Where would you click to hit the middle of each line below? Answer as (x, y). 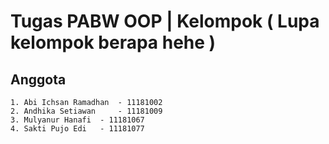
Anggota (38, 79)
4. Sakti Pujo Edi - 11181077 (77, 129)
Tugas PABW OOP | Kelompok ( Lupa (165, 21)
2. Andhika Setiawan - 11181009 (86, 111)
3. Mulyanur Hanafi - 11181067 (77, 120)
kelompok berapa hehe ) (113, 42)
